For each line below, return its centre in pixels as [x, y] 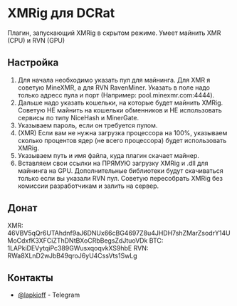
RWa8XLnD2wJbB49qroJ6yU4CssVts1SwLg [72, 255]
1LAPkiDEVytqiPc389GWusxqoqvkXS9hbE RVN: [78, 248]
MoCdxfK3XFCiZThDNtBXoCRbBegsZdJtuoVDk [78, 241]
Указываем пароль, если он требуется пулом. [88, 125]
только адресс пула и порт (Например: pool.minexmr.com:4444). [116, 95]
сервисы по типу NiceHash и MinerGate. [78, 117]
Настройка [33, 63]
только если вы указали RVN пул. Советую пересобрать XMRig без [120, 178]
